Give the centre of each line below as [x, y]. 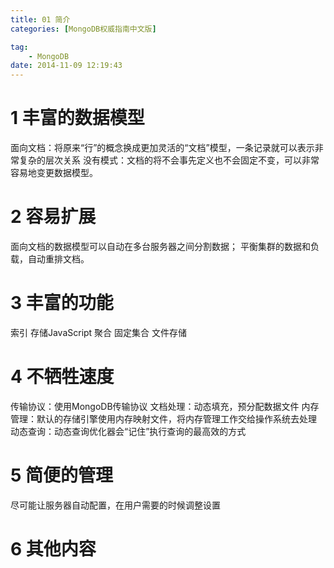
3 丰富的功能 [62, 303]
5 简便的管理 [62, 475]
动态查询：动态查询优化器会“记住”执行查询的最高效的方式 [128, 431]
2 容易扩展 [53, 217]
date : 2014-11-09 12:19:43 [66, 66]
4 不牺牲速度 [62, 377]
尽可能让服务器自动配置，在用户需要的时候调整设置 [115, 505]
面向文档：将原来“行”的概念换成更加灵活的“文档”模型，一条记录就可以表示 [162, 148]
